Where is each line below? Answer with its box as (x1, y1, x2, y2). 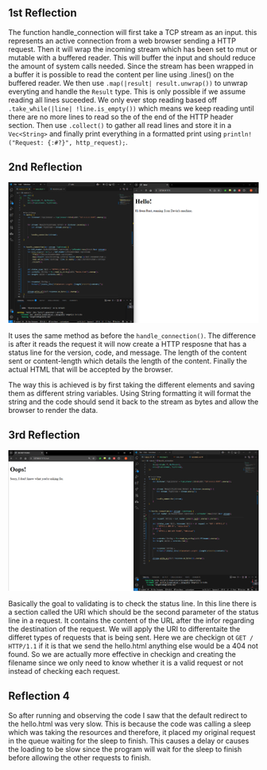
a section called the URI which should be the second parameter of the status (8, 608, 259, 616)
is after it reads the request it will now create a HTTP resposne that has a (8, 339, 247, 348)
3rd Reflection (8, 429, 81, 442)
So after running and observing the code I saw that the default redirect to (8, 710, 248, 720)
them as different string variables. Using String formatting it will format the (8, 388, 252, 398)
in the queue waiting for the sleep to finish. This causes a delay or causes (8, 736, 250, 745)
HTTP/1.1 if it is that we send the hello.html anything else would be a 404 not (8, 641, 258, 651)
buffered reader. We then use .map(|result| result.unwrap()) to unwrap (8, 78, 248, 87)
